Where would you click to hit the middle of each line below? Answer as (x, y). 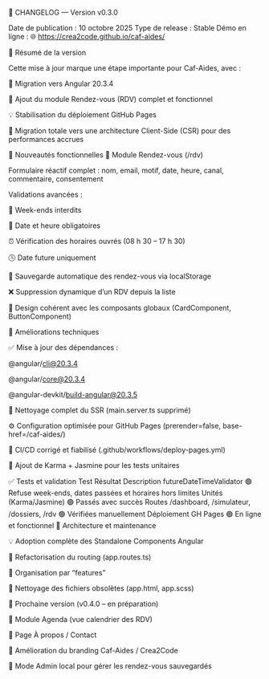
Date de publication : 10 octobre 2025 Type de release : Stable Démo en (127, 28)
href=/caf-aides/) (37, 434)
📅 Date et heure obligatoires (55, 226)
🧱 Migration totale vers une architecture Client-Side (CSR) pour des (120, 131)
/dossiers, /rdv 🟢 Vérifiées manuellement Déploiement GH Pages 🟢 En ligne (135, 514)
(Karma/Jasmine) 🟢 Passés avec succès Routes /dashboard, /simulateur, (129, 502)
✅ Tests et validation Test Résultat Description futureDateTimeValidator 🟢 (130, 481)
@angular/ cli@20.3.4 (43, 364)
